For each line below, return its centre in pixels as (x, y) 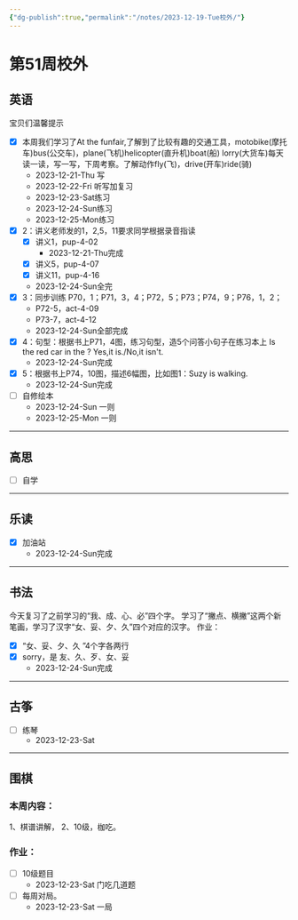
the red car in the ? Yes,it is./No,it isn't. (93, 352)
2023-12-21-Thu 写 (70, 175)
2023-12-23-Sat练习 (73, 197)
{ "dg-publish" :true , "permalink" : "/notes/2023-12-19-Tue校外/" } (127, 17)
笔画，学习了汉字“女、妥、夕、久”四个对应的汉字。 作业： (115, 627)
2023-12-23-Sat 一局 (74, 907)
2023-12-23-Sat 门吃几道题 (85, 884)
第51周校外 (49, 64)
